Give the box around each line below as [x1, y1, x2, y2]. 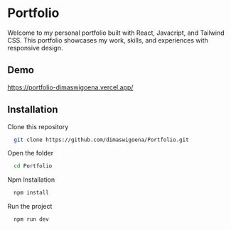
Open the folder [7, 149, 54, 158]
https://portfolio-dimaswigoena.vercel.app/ [7, 83, 134, 92]
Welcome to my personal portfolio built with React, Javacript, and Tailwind [7, 28, 225, 37]
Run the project [7, 202, 53, 211]
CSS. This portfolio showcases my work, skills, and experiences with [7, 35, 208, 44]
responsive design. [7, 43, 63, 52]
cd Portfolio [14, 163, 53, 170]
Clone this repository [7, 122, 69, 131]
